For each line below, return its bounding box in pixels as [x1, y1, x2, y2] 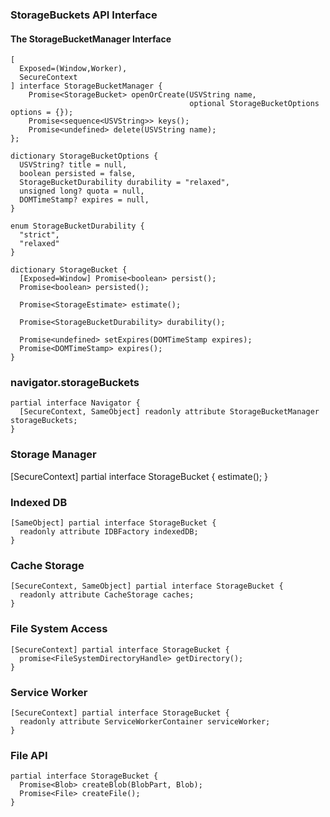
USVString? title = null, [19, 160, 128, 170]
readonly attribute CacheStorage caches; [19, 590, 195, 600]
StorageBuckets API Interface [10, 8, 158, 22]
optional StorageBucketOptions [189, 99, 320, 109]
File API [10, 748, 48, 762]
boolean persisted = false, [19, 169, 137, 179]
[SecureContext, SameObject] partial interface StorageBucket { [10, 581, 284, 592]
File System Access [10, 622, 108, 636]
